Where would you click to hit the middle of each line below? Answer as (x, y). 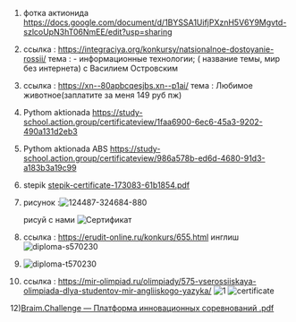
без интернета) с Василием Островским (100, 68)
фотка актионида (55, 13)
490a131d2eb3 (51, 131)
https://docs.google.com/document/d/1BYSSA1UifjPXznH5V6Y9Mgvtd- (155, 22)
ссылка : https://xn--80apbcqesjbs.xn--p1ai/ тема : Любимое (138, 85)
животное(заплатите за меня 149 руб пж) (102, 95)
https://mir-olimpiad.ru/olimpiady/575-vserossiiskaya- (157, 281)
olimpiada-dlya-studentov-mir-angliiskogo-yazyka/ (117, 291)
